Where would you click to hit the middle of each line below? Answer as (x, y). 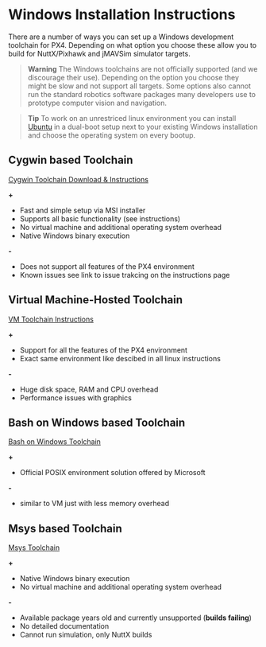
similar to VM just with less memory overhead (94, 504)
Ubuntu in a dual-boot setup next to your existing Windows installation (143, 127)
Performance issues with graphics (76, 398)
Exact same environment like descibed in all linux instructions (120, 358)
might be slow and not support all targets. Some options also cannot (139, 86)
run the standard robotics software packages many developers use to (142, 94)
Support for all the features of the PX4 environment (104, 350)
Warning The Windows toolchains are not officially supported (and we (143, 68)
